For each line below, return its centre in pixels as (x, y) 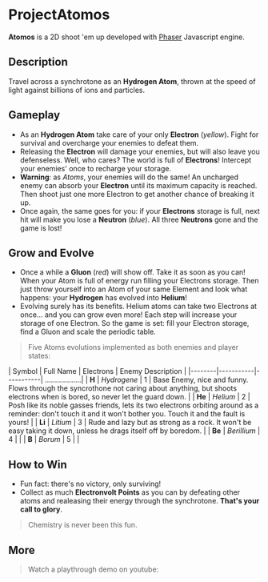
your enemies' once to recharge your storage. (96, 168)
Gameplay (34, 115)
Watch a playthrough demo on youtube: (93, 569)
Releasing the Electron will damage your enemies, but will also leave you (140, 151)
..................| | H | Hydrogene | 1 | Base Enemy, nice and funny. (146, 380)
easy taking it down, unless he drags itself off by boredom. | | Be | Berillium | (134, 431)
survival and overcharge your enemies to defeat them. (109, 142)
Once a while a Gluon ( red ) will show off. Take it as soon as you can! (132, 272)
